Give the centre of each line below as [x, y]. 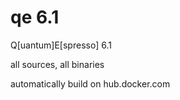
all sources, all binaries [57, 64]
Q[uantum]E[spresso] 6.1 [61, 45]
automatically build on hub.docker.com [90, 83]
